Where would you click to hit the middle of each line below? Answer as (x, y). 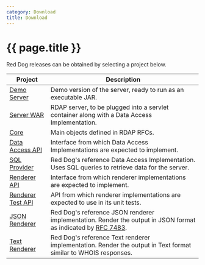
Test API (21, 203)
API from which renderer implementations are (116, 195)
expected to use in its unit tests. (96, 203)
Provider (22, 168)
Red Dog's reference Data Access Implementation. (123, 160)
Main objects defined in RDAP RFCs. (103, 133)
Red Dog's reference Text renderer (101, 238)
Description (123, 80)
